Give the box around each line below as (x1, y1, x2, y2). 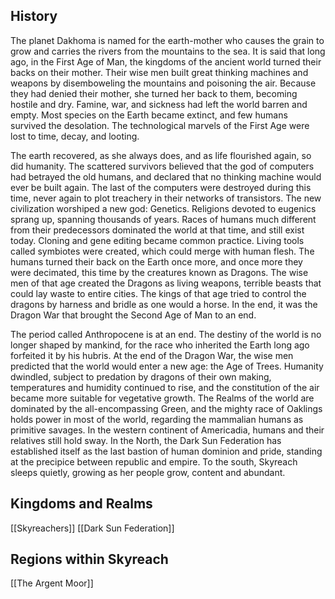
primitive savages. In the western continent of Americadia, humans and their (10, 424, 325, 436)
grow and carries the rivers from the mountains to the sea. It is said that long (10, 45, 326, 57)
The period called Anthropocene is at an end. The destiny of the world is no (10, 328, 322, 340)
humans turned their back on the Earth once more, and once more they (10, 255, 303, 268)
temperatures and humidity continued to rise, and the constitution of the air (10, 381, 320, 393)
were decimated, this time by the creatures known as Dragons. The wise (10, 266, 309, 278)
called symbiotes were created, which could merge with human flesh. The (10, 245, 315, 257)
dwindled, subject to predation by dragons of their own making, (10, 370, 272, 383)
